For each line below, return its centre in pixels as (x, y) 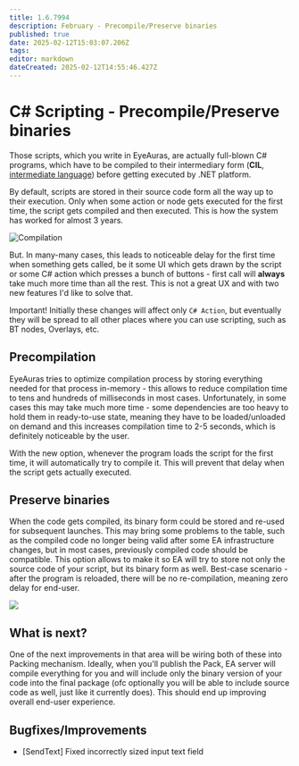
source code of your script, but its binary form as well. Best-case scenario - (149, 569)
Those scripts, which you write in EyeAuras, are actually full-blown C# (138, 155)
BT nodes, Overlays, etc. (54, 329)
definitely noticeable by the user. (70, 435)
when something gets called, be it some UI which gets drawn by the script (145, 264)
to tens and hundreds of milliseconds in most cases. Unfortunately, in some (148, 398)
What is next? (48, 632)
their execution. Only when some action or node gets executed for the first (146, 201)
